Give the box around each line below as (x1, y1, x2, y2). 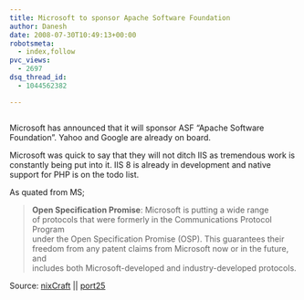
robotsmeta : (9, 38, 55, 48)
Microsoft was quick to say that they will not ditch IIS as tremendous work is (9, 150, 295, 160)
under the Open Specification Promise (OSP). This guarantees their (31, 233, 285, 244)
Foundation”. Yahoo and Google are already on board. (9, 131, 212, 142)
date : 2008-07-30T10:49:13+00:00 (9, 30, 137, 39)
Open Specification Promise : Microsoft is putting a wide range (31, 204, 269, 215)
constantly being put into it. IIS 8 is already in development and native (9, 159, 271, 170)
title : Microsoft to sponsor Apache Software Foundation (9, 13, 231, 23)
